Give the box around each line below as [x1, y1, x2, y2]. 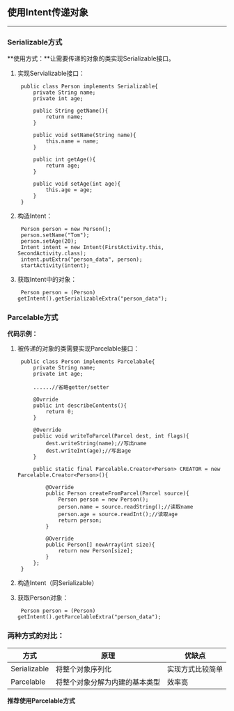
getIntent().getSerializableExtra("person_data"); [17, 295, 168, 303]
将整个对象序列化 [55, 664, 112, 673]
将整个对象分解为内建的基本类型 [55, 677, 161, 687]
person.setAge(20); [20, 238, 77, 245]
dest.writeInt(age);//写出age [45, 447, 131, 454]
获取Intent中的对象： [17, 275, 77, 284]
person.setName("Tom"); [20, 232, 90, 239]
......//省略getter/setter [33, 384, 109, 391]
